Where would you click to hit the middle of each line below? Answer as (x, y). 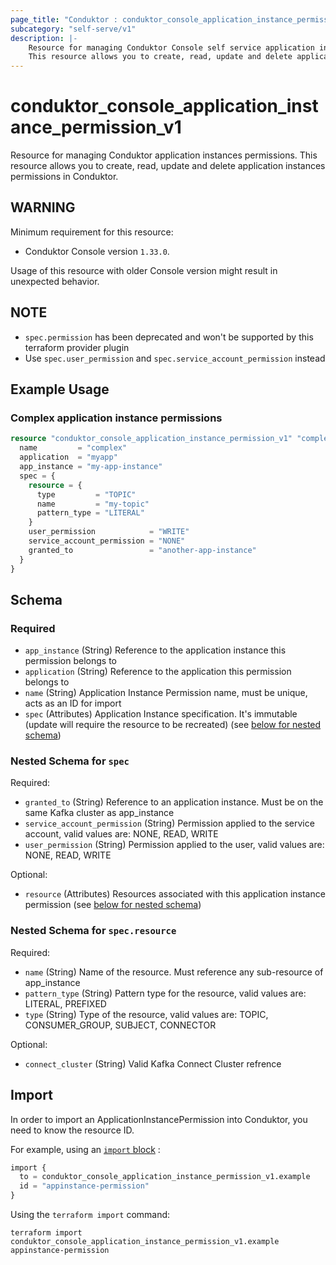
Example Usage (60, 389)
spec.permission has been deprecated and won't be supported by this (169, 337)
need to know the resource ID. (72, 1130)
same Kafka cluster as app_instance (99, 813)
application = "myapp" (68, 457)
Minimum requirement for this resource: (92, 232)
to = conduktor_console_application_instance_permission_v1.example (165, 1177)
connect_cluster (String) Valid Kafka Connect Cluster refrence (153, 1063)
